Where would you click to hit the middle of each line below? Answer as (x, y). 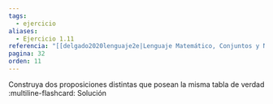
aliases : (23, 31)
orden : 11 (25, 62)
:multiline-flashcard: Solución (58, 93)
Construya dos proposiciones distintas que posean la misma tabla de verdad (136, 84)
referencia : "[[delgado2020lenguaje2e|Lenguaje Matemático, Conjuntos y (134, 46)
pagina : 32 (27, 54)
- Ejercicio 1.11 (45, 39)
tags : (17, 16)
